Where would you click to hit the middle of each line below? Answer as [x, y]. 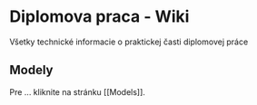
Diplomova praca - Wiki [99, 17]
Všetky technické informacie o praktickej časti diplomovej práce [129, 42]
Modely [31, 70]
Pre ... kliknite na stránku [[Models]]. [77, 91]
